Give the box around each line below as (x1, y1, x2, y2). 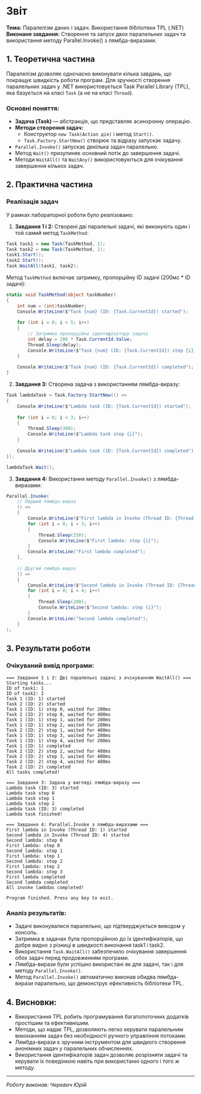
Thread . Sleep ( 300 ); (28, 425, 77, 432)
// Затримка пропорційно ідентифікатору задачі (28, 331, 148, 337)
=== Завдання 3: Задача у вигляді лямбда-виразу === (6, 780, 141, 786)
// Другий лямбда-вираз (17, 565, 77, 572)
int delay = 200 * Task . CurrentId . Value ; (28, 337, 133, 343)
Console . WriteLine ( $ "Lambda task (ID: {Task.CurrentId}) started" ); (17, 403, 191, 409)
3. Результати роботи (6, 643, 91, 654)
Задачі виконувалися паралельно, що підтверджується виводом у (14, 923, 185, 930)
